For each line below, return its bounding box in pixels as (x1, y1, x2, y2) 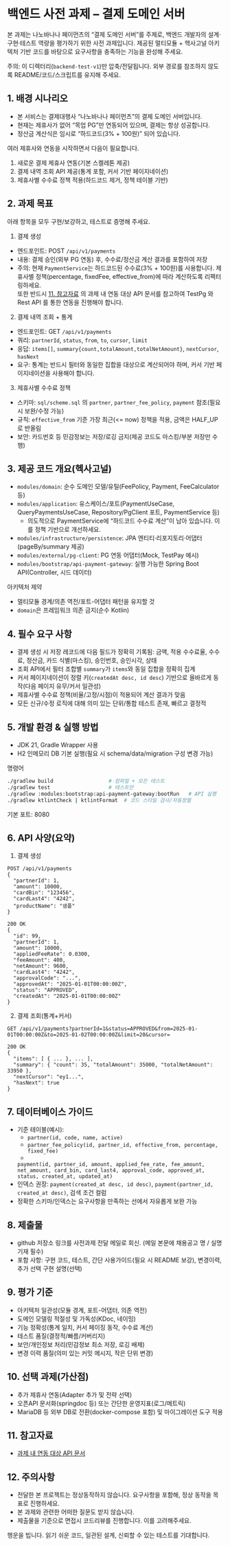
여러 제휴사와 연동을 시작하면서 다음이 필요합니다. (7, 144, 139, 152)
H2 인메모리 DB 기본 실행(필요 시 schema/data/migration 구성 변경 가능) (16, 749, 214, 758)
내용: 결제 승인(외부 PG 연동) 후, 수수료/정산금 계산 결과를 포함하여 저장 (16, 255, 208, 263)
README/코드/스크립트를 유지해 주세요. (14, 70, 122, 79)
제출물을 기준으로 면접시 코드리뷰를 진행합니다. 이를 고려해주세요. (16, 1516, 192, 1525)
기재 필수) (16, 1247, 44, 1255)
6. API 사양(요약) (7, 832, 76, 843)
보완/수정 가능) (24, 407, 64, 415)
